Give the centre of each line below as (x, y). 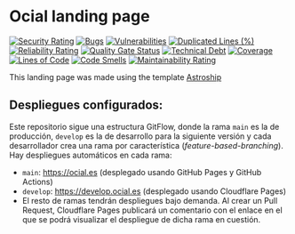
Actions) (37, 182)
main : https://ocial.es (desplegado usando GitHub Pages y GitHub (142, 172)
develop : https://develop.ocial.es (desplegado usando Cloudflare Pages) (154, 191)
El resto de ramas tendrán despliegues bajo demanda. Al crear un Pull (150, 200)
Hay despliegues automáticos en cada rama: (91, 155)
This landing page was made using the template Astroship (116, 77)
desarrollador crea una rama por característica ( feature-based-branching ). (147, 145)
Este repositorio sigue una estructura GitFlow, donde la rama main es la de (144, 126)
